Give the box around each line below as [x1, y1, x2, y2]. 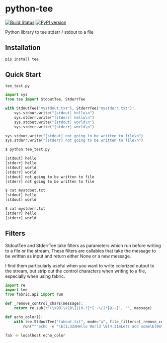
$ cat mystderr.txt [5, 206, 46, 211]
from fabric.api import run [5, 292, 64, 297]
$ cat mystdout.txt [5, 188, 46, 193]
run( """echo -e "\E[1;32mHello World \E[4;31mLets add [23, 324, 139, 329]
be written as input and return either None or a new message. [5, 253, 131, 259]
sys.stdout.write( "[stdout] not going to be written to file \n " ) [5, 133, 143, 138]
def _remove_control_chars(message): [5, 301, 83, 306]
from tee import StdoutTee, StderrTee [5, 97, 85, 102]
